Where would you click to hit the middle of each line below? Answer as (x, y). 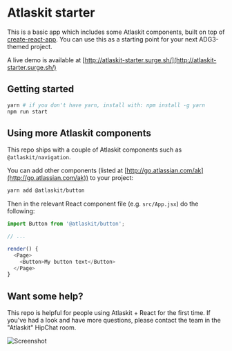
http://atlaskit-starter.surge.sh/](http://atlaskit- (151, 60)
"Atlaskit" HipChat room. (42, 327)
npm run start (28, 111)
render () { (23, 249)
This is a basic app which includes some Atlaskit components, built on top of (116, 32)
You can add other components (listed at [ (67, 170)
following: (21, 211)
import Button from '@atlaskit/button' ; (66, 224)
